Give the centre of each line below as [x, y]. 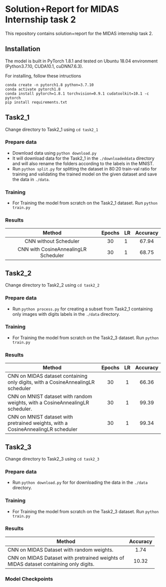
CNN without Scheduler [52, 241]
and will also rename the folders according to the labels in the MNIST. [83, 163]
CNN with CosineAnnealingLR [52, 249]
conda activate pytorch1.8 [33, 89]
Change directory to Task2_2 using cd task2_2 [52, 285]
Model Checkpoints [29, 579]
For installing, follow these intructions [43, 76]
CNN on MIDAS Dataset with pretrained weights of [66, 558]
